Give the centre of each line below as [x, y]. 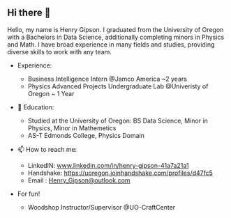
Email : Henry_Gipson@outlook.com [79, 180]
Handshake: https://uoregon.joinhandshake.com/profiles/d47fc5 [120, 173]
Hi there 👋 [29, 13]
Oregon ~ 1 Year [51, 93]
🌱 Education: [36, 107]
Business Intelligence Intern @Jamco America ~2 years [107, 79]
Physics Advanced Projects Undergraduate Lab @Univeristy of [118, 86]
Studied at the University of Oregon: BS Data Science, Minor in [118, 120]
